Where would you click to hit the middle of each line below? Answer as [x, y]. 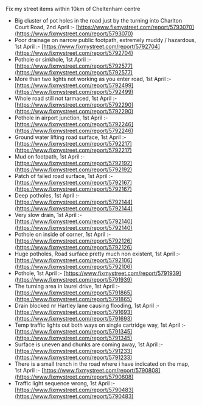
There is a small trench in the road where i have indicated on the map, [102, 364]
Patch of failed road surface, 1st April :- [64, 176]
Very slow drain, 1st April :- [48, 215]
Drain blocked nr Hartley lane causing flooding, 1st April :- [87, 305]
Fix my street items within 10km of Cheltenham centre [73, 9]
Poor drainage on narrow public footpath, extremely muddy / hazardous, [105, 40]
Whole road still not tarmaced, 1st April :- [66, 98]
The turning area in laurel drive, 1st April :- [67, 286]
